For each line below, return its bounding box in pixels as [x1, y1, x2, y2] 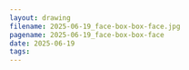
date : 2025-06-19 [9, 38, 75, 48]
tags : [9, 47, 30, 56]
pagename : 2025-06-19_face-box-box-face [9, 30, 165, 39]
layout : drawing [9, 13, 71, 23]
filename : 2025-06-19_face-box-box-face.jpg [9, 22, 181, 31]
